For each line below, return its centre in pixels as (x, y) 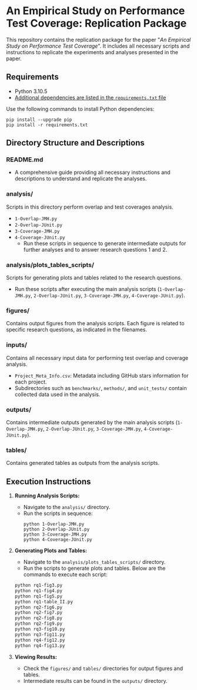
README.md (25, 160)
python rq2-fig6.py (39, 607)
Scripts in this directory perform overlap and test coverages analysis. (90, 207)
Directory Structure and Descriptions (76, 143)
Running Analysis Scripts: (47, 496)
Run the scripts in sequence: (58, 513)
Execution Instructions (49, 481)
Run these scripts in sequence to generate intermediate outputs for (105, 243)
